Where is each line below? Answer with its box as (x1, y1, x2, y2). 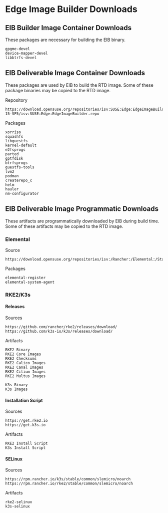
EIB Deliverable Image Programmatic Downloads (5, 204, 159, 213)
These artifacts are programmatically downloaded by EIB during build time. (5, 218, 159, 224)
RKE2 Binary (5, 347, 30, 353)
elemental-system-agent (5, 280, 55, 285)
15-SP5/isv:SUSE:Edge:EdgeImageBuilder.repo (5, 111, 99, 116)
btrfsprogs (5, 160, 28, 165)
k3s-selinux (5, 504, 30, 509)
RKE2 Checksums (5, 356, 37, 361)
